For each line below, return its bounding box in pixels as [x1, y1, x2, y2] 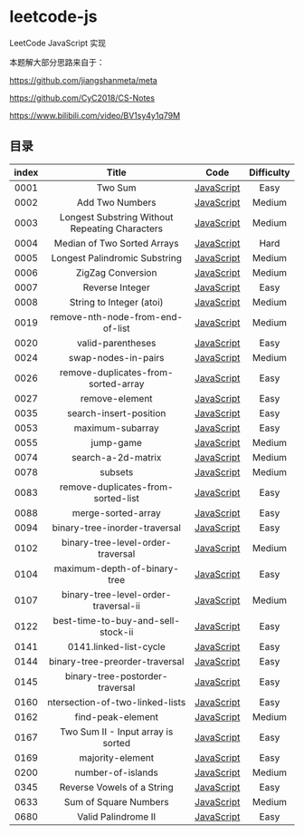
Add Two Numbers [76, 196, 157, 209]
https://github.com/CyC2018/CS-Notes [9, 92, 156, 103]
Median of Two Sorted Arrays [53, 237, 179, 249]
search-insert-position [66, 406, 166, 419]
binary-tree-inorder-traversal [52, 521, 181, 534]
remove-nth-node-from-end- [49, 310, 184, 323]
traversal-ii [92, 599, 140, 612]
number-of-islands [74, 766, 158, 779]
